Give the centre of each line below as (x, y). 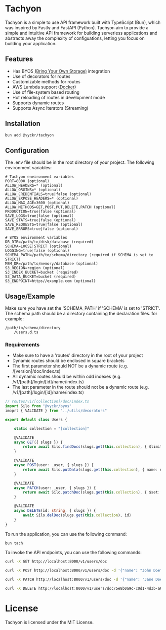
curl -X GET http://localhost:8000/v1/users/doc (56, 561)
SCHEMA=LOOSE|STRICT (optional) (38, 246)
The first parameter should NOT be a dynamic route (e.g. (70, 366)
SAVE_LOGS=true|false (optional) (40, 216)
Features (19, 59)
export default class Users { (36, 420)
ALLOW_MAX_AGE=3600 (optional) (37, 203)
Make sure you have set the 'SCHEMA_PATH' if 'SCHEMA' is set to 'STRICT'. (83, 308)
